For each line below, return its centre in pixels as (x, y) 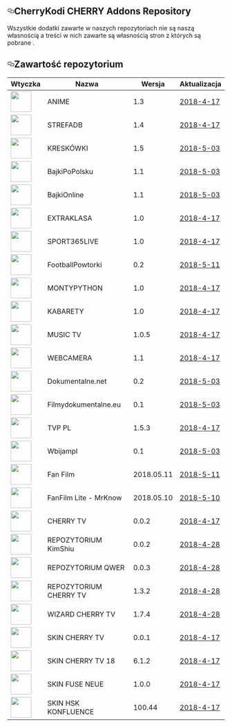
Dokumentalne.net (77, 381)
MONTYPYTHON (75, 288)
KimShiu (61, 548)
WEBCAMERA (70, 358)
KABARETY (66, 311)
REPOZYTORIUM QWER (86, 568)
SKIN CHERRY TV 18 (81, 661)
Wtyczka (26, 84)
